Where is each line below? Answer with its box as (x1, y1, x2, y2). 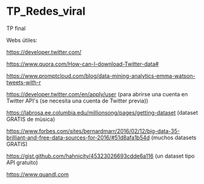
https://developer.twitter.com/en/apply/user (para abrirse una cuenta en (6, 90, 188, 98)
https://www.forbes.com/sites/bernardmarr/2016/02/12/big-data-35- (6, 127, 180, 134)
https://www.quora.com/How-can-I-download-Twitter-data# (6, 60, 159, 67)
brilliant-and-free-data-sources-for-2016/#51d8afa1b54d (6, 134, 150, 141)
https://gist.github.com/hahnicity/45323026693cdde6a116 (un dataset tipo (6, 152, 195, 159)
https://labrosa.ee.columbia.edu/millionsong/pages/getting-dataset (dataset (6, 109, 198, 116)
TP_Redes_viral (6, 4, 86, 18)
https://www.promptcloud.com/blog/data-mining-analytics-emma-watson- (6, 72, 196, 79)
